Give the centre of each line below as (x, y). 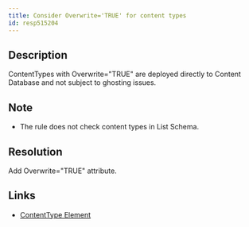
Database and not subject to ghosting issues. (82, 83)
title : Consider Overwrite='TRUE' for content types (97, 15)
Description (38, 55)
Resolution (35, 152)
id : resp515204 (33, 23)
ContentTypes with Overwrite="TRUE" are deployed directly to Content (124, 74)
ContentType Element (55, 214)
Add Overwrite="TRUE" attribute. (62, 171)
